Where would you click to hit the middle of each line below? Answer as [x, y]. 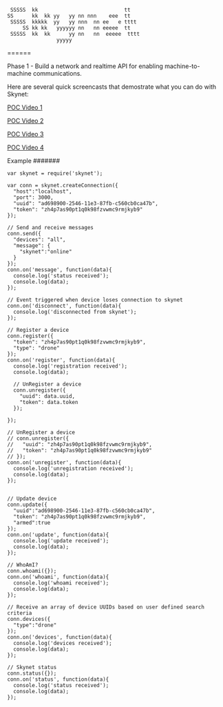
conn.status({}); [32, 673]
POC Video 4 [25, 147]
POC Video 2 [25, 121]
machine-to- [182, 66]
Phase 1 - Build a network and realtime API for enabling [85, 66]
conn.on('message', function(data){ [60, 270]
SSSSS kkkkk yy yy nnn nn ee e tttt [73, 22]
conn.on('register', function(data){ [61, 360]
